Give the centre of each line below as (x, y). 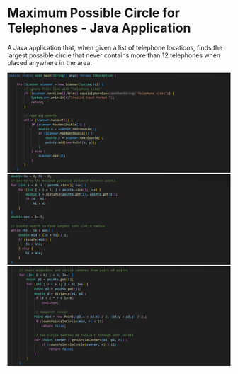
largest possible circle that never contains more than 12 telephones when (114, 55)
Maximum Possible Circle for (94, 13)
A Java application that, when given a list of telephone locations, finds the (115, 47)
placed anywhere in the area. (50, 62)
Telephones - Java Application (99, 28)
